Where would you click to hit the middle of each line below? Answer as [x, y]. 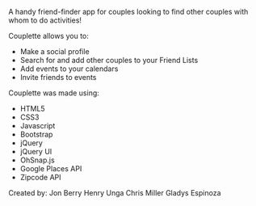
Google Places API [51, 168]
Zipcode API [40, 177]
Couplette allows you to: [48, 36]
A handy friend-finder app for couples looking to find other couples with [128, 12]
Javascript [38, 126]
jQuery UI [36, 151]
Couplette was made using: [54, 93]
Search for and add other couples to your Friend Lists [109, 60]
